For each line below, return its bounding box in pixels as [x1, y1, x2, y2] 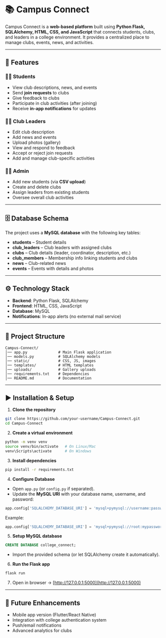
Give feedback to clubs [12, 95, 60, 101]
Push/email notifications [12, 622, 62, 628]
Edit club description [12, 129, 54, 135]
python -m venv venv [5, 439, 48, 445]
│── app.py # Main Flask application [5, 349, 112, 355]
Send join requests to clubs [12, 89, 69, 95]
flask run [5, 571, 26, 576]
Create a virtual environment [12, 430, 73, 436]
